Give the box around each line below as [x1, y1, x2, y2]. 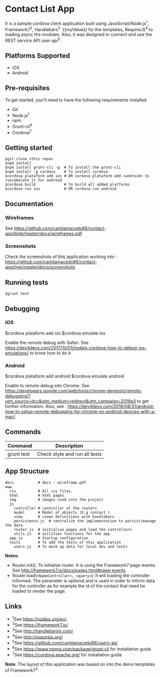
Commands [5, 428, 41, 436]
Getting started [5, 143, 53, 152]
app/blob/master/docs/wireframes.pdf [5, 231, 82, 236]
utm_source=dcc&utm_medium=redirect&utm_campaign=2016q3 [5, 398, 136, 404]
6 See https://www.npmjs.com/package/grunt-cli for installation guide [12, 645, 151, 652]
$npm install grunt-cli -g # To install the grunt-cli [5, 165, 121, 170]
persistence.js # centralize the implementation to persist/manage [14, 518, 156, 523]
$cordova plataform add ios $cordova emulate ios [5, 330, 106, 336]
